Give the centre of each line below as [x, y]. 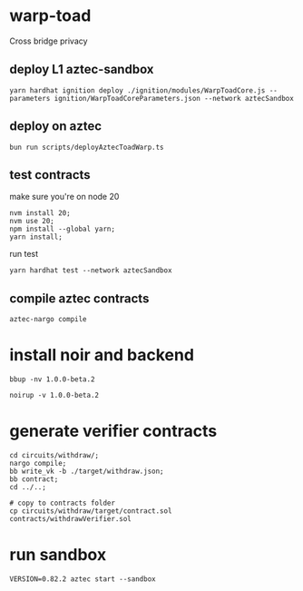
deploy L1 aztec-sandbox [82, 69]
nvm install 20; [40, 213]
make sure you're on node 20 [64, 197]
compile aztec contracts [79, 298]
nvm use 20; [32, 222]
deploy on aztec [56, 127]
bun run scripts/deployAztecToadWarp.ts [87, 147]
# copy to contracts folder [63, 503]
